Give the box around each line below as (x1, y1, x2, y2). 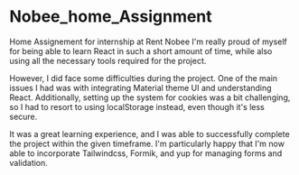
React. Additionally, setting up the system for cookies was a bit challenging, (9, 92, 291, 103)
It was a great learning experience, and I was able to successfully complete (9, 128, 291, 139)
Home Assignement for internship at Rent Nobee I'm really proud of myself (9, 36, 287, 47)
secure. (9, 111, 38, 122)
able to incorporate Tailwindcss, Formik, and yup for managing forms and (9, 147, 283, 159)
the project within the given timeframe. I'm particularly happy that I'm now (9, 138, 285, 149)
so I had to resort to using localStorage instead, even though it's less (9, 101, 265, 112)
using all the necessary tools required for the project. (9, 55, 207, 66)
